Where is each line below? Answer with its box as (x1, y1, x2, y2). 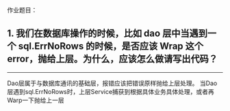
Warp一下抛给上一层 (7, 96, 65, 104)
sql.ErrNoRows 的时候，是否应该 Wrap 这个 (18, 40, 204, 52)
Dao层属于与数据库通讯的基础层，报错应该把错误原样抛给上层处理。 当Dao (7, 79, 218, 87)
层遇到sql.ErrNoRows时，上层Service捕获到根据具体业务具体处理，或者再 (7, 87, 214, 95)
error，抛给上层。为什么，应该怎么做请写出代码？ (7, 53, 218, 65)
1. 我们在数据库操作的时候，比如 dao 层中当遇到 (7, 28, 207, 39)
